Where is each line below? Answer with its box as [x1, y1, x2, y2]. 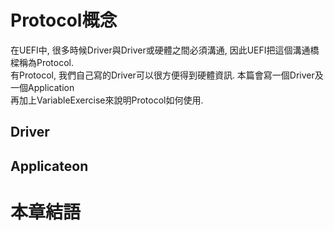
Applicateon [10, 157, 89, 175]
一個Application [10, 81, 75, 93]
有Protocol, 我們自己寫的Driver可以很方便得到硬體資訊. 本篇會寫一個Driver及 [10, 69, 324, 81]
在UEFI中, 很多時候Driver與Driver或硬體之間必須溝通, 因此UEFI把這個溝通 [10, 44, 311, 56]
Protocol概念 [10, 9, 118, 32]
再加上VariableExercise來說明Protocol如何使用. [10, 94, 204, 106]
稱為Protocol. [18, 56, 75, 68]
